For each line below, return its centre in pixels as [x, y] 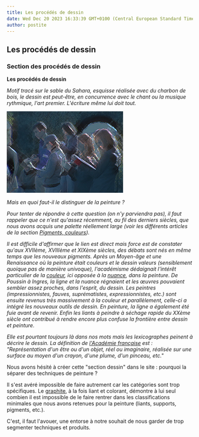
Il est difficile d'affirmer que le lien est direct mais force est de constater [94, 244]
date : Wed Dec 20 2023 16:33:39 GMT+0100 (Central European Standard [94, 19]
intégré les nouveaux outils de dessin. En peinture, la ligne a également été [98, 307]
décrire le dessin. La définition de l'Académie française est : [80, 343]
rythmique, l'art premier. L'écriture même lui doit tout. [71, 103]
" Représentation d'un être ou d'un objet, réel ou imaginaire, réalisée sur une [99, 349]
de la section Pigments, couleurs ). [48, 232]
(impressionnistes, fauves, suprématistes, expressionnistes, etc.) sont [92, 294]
